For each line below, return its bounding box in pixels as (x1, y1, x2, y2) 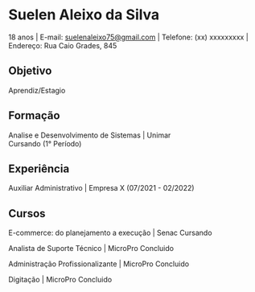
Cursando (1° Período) (8, 138, 82, 148)
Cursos (8, 207, 46, 220)
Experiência (8, 162, 70, 175)
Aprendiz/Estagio (8, 85, 66, 95)
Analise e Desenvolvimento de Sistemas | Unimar (8, 130, 171, 140)
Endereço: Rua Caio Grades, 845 (8, 40, 117, 50)
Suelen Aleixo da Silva (8, 6, 160, 24)
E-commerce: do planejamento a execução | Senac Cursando (8, 228, 212, 238)
